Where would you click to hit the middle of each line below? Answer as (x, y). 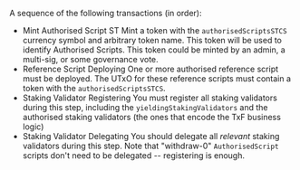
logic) (33, 127)
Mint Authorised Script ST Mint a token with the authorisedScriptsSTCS (155, 30)
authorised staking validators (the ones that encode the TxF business (151, 117)
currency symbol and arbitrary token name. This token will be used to (152, 40)
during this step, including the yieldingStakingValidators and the (145, 107)
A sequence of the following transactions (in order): (106, 13)
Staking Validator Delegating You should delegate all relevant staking (151, 136)
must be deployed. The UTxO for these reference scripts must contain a (157, 79)
